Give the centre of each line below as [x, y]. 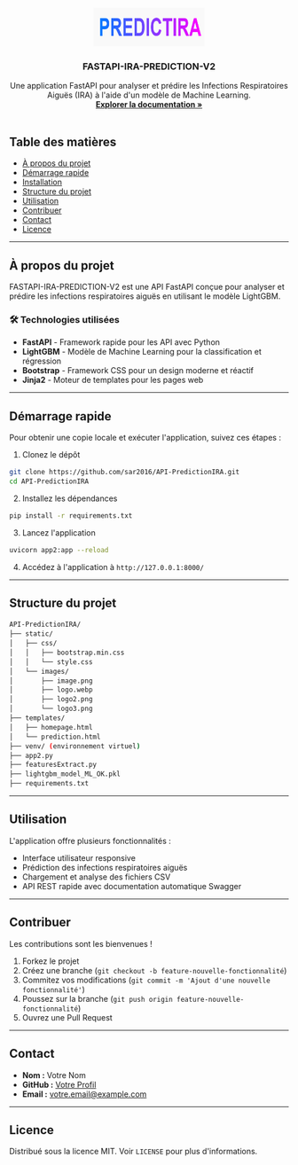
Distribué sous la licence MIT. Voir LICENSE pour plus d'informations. [133, 1152]
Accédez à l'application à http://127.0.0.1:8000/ [113, 567]
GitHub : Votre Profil [59, 1084]
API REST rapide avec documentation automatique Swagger [132, 886]
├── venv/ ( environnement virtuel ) [75, 746]
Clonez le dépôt [51, 455]
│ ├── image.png [51, 681]
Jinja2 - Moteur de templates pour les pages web [113, 380]
